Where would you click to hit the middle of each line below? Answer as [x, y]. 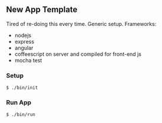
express [24, 41]
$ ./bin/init [22, 88]
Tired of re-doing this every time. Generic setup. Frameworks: [81, 24]
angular [24, 48]
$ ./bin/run [21, 115]
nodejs [23, 35]
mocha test [28, 60]
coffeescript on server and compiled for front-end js [78, 54]
